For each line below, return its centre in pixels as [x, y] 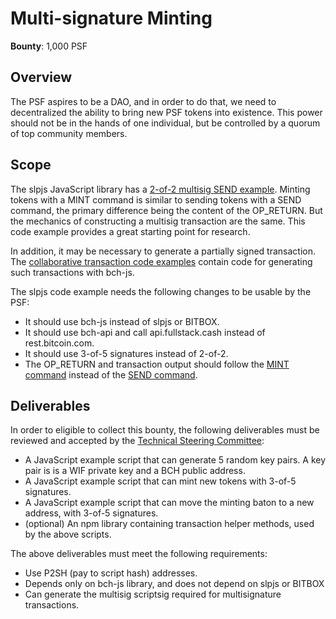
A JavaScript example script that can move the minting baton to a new [169, 503]
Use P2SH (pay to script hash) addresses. [111, 573]
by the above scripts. [68, 534]
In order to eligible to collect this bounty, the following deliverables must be [165, 430]
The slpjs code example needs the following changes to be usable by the [161, 291]
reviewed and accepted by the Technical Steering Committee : [137, 441]
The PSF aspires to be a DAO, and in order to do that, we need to [143, 101]
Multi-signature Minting [111, 18]
